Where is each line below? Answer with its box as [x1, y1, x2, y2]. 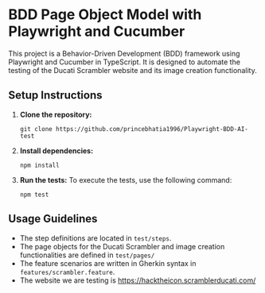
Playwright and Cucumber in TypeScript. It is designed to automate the [8, 57, 241, 67]
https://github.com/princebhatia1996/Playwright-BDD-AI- [55, 125, 248, 133]
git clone [19, 125, 53, 133]
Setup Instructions [8, 89, 103, 102]
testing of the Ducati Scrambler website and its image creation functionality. [8, 65, 257, 75]
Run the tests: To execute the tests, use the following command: [19, 175, 232, 184]
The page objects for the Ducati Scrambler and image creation [19, 241, 225, 251]
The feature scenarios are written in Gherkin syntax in [19, 258, 197, 268]
